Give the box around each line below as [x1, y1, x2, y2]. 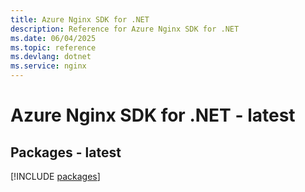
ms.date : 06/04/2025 [10, 33, 97, 43]
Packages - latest [10, 144, 122, 161]
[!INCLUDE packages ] [10, 171, 101, 182]
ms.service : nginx [10, 61, 87, 71]
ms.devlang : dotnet [10, 52, 92, 62]
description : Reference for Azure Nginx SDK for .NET [10, 24, 240, 34]
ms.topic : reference [10, 42, 97, 53]
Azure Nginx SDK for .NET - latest [10, 104, 296, 127]
